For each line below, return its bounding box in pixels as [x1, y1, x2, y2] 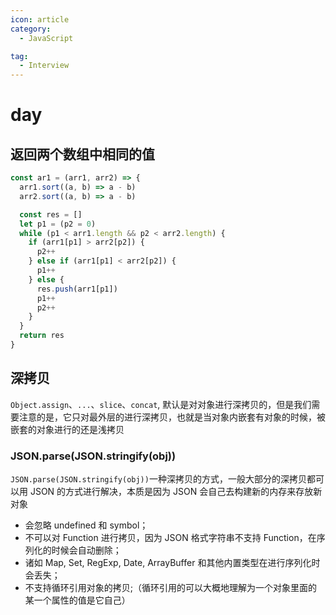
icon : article [10, 14, 70, 25]
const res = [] [19, 209, 83, 220]
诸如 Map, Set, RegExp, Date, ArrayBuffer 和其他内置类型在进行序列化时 [24, 556, 321, 568]
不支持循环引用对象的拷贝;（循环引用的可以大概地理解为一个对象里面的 [24, 581, 318, 593]
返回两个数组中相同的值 [10, 146, 155, 163]
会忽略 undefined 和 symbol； [24, 519, 149, 531]
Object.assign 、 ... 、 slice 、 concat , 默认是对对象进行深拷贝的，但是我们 [10, 398, 312, 410]
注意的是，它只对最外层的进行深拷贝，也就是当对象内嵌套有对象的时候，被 [18, 411, 326, 423]
